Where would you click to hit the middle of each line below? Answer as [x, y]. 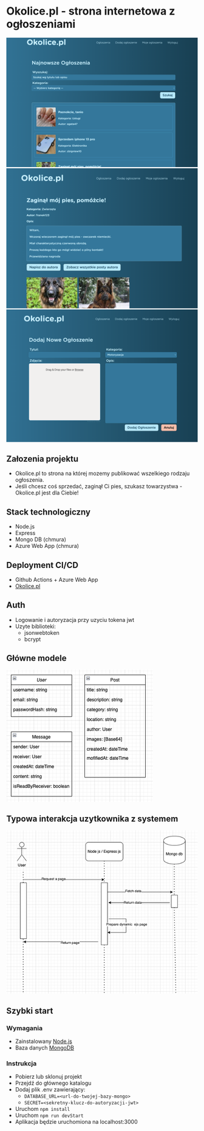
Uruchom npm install [42, 1109]
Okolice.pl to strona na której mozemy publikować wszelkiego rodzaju [102, 473]
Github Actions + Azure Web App [56, 580]
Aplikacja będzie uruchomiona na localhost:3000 [76, 1122]
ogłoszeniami [41, 24]
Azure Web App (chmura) [47, 546]
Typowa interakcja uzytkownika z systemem [92, 819]
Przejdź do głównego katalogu [53, 1083]
